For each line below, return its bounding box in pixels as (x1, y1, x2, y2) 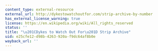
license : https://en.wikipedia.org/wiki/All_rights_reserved (5, 20, 133, 26)
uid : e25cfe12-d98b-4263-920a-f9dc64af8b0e (5, 34, 96, 39)
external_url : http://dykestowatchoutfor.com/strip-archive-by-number (5, 12, 153, 17)
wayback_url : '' (5, 39, 38, 44)
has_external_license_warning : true (5, 16, 80, 21)
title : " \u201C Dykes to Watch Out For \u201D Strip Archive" (5, 30, 131, 34)
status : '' (5, 25, 28, 30)
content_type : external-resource (5, 7, 74, 12)
